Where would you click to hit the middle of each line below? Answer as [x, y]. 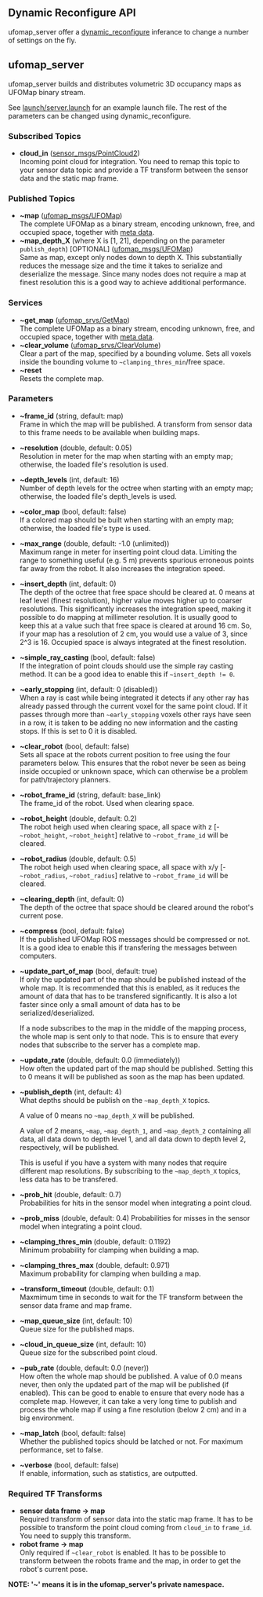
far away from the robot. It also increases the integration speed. [122, 568]
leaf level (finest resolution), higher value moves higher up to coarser [131, 600]
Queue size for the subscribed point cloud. [88, 1352]
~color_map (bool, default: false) [73, 511]
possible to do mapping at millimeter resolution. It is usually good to [128, 617]
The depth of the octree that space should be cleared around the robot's [137, 907]
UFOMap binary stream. [47, 92]
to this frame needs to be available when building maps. [110, 432]
